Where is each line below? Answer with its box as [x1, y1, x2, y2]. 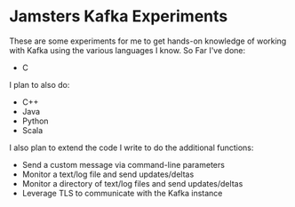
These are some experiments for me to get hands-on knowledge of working [9, 36, 287, 46]
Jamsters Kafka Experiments [9, 6, 228, 27]
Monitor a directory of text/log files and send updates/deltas [21, 178, 243, 188]
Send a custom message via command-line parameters [21, 159, 225, 170]
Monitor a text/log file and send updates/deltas [21, 169, 195, 179]
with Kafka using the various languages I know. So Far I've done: [9, 44, 246, 55]
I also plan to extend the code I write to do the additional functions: [9, 142, 254, 153]
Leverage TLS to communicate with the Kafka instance [21, 187, 223, 198]
